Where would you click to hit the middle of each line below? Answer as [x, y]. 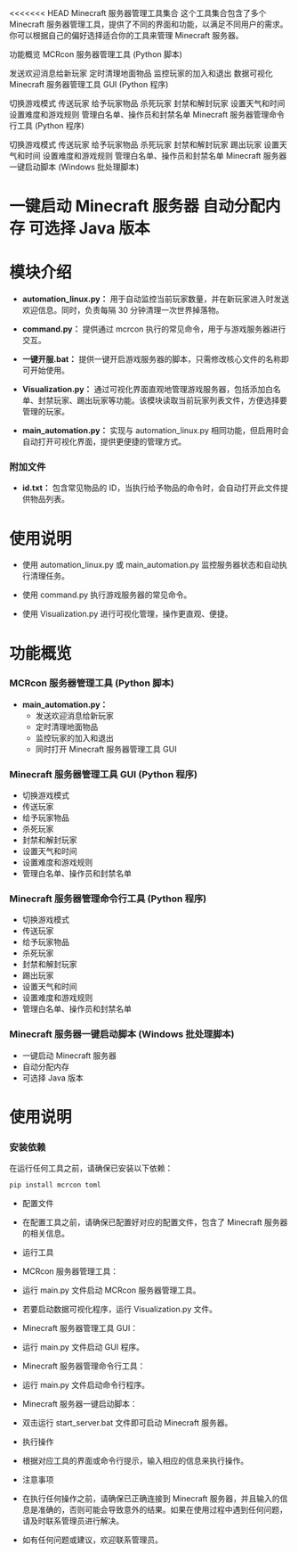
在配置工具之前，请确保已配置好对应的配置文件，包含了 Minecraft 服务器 [155, 1222]
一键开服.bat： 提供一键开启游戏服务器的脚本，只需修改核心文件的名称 [152, 359]
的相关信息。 [45, 1234]
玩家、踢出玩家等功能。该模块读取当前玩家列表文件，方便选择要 [170, 400]
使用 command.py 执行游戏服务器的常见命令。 [107, 595]
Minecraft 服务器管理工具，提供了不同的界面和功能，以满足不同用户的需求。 [149, 24]
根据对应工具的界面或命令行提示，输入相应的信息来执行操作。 [135, 1461]
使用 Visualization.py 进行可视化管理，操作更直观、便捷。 [127, 614]
